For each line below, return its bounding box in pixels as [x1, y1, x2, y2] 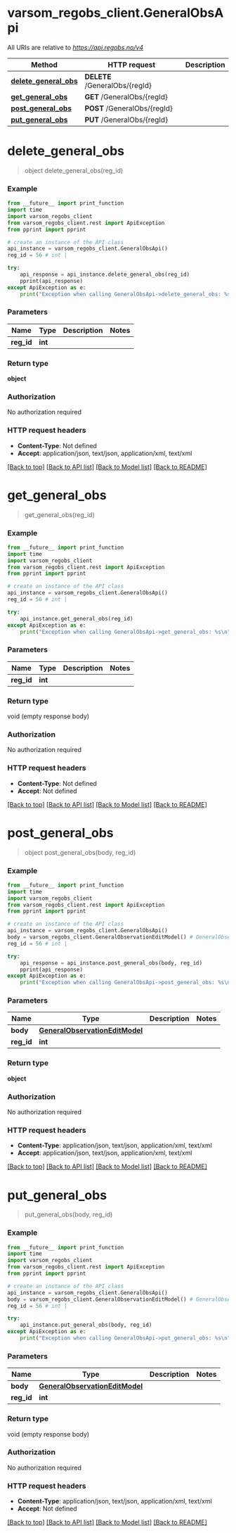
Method [30, 60, 58, 70]
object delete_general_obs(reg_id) [24, 166, 124, 174]
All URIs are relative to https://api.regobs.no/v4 [7, 43, 144, 51]
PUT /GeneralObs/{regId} [84, 115, 169, 125]
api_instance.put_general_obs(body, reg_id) [20, 1321, 152, 1329]
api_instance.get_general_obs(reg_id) [20, 615, 133, 622]
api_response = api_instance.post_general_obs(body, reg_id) [20, 959, 202, 967]
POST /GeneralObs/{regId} [84, 103, 173, 113]
